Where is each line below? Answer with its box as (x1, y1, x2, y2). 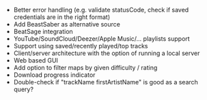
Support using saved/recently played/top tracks (13, 42, 148, 50)
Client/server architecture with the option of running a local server (13, 49, 200, 57)
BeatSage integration (13, 27, 73, 35)
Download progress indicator (13, 71, 96, 79)
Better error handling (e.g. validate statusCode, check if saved (13, 6, 189, 14)
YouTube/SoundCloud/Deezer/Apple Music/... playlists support (13, 35, 190, 43)
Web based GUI (13, 56, 58, 64)
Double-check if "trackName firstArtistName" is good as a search (13, 78, 198, 86)
